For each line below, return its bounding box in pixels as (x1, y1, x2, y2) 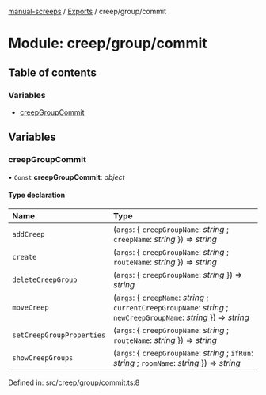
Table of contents (8, 66, 97, 79)
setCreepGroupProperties (12, 330, 106, 340)
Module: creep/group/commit (8, 35, 207, 52)
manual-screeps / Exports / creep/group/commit (8, 7, 167, 16)
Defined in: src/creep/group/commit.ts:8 (8, 378, 140, 387)
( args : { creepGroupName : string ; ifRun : (113, 348, 253, 359)
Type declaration (8, 190, 66, 200)
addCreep (12, 230, 45, 238)
